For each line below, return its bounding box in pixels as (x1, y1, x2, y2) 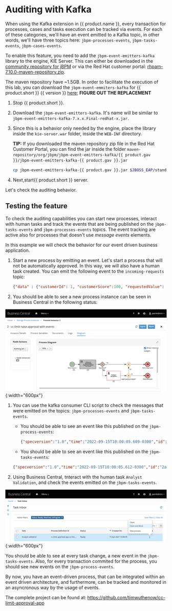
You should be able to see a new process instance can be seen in (12, 293, 151, 299)
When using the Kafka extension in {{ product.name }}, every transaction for (5, 21, 166, 27)
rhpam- (147, 63, 163, 69)
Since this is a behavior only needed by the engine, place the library (12, 125, 156, 131)
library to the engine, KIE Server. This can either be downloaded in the (5, 58, 154, 64)
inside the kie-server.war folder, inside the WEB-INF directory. (12, 130, 142, 137)
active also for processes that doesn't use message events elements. (5, 231, 152, 238)
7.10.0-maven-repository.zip (5, 68, 64, 75)
